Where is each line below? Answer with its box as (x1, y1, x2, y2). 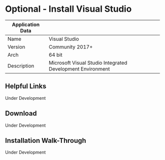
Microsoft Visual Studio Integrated (49, 59, 128, 66)
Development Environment (49, 65, 110, 72)
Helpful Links (5, 82, 47, 91)
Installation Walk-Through (5, 136, 86, 145)
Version (7, 43, 26, 50)
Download (5, 109, 37, 118)
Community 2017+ (49, 43, 93, 50)
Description (7, 62, 34, 69)
